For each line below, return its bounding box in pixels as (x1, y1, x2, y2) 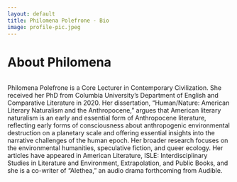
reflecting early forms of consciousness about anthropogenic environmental (7, 121, 231, 130)
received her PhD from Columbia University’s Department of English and (7, 91, 219, 100)
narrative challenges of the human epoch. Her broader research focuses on (7, 136, 228, 145)
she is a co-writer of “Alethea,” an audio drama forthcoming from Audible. (7, 166, 223, 175)
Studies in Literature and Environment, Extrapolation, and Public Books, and (7, 159, 228, 167)
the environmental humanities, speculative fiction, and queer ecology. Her (7, 144, 224, 152)
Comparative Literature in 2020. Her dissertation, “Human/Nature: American (7, 98, 230, 107)
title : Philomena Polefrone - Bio (7, 17, 110, 24)
